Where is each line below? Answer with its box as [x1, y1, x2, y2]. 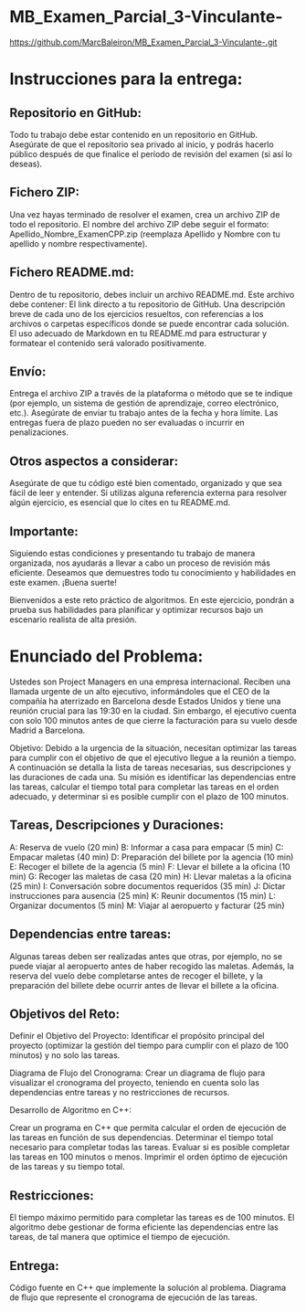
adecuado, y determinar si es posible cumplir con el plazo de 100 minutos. [9, 790, 290, 801]
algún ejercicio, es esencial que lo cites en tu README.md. [9, 497, 231, 508]
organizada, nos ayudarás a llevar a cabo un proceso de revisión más [9, 557, 271, 568]
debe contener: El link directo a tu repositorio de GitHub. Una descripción [9, 299, 286, 310]
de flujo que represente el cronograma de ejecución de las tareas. [9, 1292, 258, 1303]
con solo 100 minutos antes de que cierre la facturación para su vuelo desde [9, 714, 298, 725]
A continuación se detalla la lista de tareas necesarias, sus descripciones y [9, 761, 292, 773]
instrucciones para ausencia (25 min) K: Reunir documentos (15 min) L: [9, 890, 276, 901]
